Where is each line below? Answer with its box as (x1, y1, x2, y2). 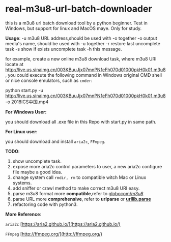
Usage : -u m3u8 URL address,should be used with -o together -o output (5, 35, 158, 41)
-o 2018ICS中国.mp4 (5, 99, 49, 105)
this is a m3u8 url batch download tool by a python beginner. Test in (5, 20, 148, 26)
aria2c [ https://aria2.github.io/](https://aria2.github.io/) (5, 221, 121, 227)
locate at (5, 61, 24, 67)
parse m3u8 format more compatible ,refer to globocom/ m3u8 (12, 190, 144, 196)
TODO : (5, 148, 20, 154)
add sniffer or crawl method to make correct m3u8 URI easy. (12, 185, 140, 191)
